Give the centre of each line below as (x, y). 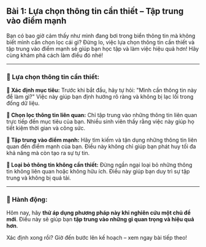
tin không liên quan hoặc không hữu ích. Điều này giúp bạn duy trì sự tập (98, 172)
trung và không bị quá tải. (39, 178)
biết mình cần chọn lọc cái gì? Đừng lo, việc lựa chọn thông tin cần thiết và (101, 42)
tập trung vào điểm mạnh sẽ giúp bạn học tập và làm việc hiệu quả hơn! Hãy (103, 48)
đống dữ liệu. (23, 103)
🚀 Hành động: (27, 200)
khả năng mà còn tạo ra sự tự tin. (48, 153)
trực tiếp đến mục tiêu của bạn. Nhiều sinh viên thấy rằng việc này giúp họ (101, 122)
